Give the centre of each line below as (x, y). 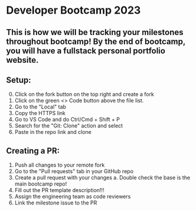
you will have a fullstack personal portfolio (86, 51)
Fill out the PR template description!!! (59, 190)
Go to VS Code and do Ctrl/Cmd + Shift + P (67, 120)
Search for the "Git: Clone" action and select (68, 126)
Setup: (19, 80)
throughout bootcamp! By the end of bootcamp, (96, 41)
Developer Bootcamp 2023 (73, 10)
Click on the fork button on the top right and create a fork (84, 94)
